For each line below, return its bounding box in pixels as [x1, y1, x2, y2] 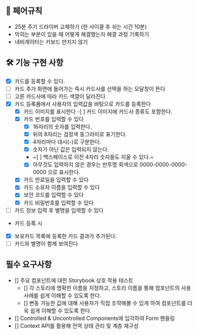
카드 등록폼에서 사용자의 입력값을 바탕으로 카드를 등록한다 [14, 100, 151, 107]
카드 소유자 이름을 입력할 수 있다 [23, 184, 100, 191]
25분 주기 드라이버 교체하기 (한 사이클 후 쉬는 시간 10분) [14, 23, 147, 30]
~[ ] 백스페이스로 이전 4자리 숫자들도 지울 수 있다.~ [32, 153, 154, 161]
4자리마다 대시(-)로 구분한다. [32, 138, 101, 145]
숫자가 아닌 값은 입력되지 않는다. [32, 146, 109, 153]
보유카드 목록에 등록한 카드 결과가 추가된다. [14, 232, 117, 239]
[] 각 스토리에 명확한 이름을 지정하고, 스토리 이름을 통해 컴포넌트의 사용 [23, 284, 191, 291]
